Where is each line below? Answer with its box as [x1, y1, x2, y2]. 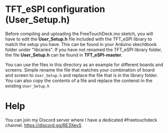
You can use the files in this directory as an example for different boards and [5, 61, 163, 67]
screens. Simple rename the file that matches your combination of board [5, 66, 155, 73]
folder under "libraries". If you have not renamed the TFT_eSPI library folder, [5, 46, 162, 52]
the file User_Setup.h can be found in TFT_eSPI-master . [5, 51, 123, 58]
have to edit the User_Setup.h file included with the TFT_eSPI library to [5, 36, 152, 42]
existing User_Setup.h [5, 82, 50, 88]
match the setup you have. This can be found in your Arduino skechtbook [5, 41, 157, 47]
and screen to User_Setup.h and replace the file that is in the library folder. [5, 72, 158, 78]
